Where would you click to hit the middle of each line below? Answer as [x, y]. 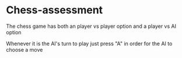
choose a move [24, 49]
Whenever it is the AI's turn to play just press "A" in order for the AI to [89, 43]
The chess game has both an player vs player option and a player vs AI [91, 26]
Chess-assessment [55, 10]
